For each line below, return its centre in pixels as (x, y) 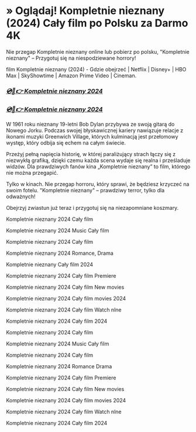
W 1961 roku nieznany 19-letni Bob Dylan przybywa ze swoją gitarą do (90, 125)
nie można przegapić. (32, 173)
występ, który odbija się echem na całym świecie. (66, 143)
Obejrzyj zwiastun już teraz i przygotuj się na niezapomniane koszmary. (92, 208)
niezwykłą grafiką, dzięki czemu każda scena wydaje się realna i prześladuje (98, 160)
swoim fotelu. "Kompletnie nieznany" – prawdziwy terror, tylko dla (85, 191)
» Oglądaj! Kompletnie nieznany (85, 11)
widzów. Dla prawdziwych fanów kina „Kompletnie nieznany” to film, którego (98, 167)
